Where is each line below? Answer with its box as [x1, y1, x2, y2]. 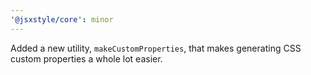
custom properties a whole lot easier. [10, 52, 163, 65]
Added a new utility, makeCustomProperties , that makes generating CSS [10, 42, 302, 54]
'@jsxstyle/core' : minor [10, 14, 114, 25]
